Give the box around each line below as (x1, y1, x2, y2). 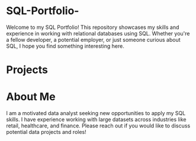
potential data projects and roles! (6, 129, 87, 136)
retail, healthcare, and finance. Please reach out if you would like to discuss (6, 122, 191, 129)
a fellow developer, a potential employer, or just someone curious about (6, 36, 181, 43)
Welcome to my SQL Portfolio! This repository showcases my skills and (6, 24, 179, 31)
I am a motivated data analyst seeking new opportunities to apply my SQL (6, 110, 186, 117)
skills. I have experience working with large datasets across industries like (6, 116, 187, 123)
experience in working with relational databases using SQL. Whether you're (6, 29, 190, 37)
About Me (6, 90, 56, 104)
